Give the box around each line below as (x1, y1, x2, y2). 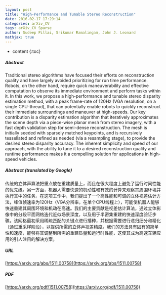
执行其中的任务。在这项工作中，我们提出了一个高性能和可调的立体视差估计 (5, 193, 157, 199)
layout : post (5, 7, 32, 12)
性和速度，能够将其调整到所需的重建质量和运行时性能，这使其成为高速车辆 (5, 230, 157, 236)
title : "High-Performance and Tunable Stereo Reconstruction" (5, 12, 136, 17)
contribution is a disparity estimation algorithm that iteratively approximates (5, 114, 159, 120)
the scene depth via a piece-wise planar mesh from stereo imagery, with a (5, 119, 157, 125)
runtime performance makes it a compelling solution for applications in (5, 151, 149, 157)
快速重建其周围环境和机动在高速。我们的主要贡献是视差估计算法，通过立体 (5, 205, 157, 211)
